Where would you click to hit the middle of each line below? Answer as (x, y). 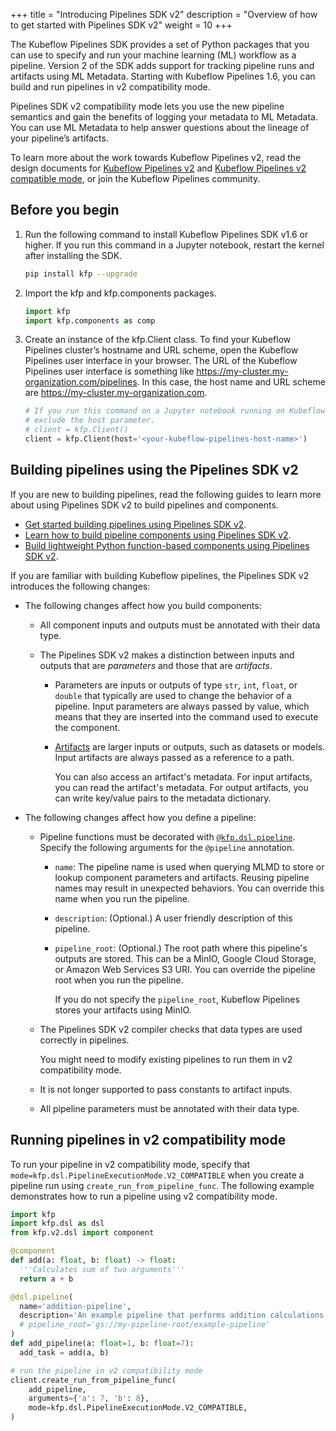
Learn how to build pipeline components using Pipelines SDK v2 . (158, 535)
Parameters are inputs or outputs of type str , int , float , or (176, 685)
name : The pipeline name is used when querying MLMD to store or (189, 866)
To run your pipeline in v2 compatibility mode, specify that (130, 1164)
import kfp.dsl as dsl (57, 1224)
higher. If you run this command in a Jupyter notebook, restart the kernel (174, 245)
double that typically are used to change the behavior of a (173, 695)
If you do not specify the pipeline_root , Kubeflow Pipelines (177, 999)
